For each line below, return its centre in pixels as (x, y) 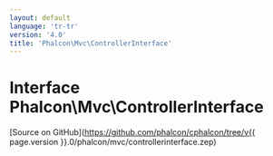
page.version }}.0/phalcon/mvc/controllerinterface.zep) (113, 142)
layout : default (40, 18)
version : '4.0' (38, 34)
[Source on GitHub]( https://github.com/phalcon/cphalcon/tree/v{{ (132, 132)
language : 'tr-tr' (44, 26)
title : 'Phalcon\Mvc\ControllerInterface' (91, 43)
